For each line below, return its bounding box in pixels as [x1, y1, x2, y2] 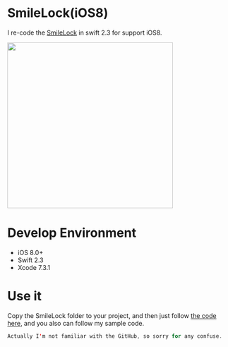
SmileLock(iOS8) [7, 5, 109, 21]
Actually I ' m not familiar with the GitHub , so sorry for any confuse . [7, 332, 222, 340]
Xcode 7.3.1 [17, 263, 51, 271]
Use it [7, 288, 42, 305]
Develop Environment [7, 225, 136, 241]
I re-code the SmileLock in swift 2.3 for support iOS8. [7, 28, 162, 37]
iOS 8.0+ [17, 248, 44, 257]
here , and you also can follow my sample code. [7, 319, 145, 327]
